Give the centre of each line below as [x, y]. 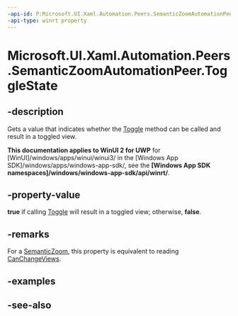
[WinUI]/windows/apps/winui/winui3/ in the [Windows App [93, 157]
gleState [33, 85]
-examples [32, 281]
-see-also [29, 305]
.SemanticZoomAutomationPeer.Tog [118, 70]
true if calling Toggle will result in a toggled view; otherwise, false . [104, 212]
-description [35, 112]
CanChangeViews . [34, 259]
